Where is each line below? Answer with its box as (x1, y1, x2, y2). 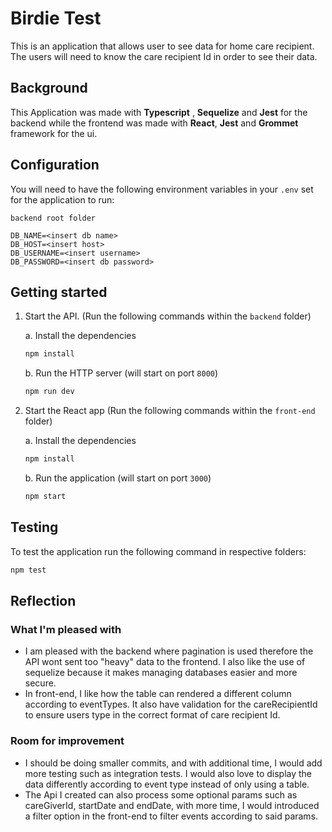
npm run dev (24, 387, 75, 397)
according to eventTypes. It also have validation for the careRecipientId (24, 698, 318, 711)
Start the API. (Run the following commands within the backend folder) (24, 310, 312, 322)
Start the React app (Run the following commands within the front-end (24, 405, 316, 417)
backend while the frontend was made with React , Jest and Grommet (10, 117, 299, 129)
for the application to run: (10, 193, 115, 206)
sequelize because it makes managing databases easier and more (24, 667, 298, 679)
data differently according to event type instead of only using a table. (24, 778, 310, 790)
